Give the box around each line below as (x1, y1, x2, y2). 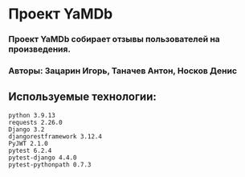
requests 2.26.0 (8, 118, 63, 126)
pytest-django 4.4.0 (8, 154, 78, 162)
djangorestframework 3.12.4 (8, 132, 103, 141)
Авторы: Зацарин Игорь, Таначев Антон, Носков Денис (8, 65, 238, 76)
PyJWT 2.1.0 (8, 139, 48, 147)
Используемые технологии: (8, 90, 157, 104)
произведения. (8, 43, 71, 55)
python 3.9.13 (8, 111, 56, 119)
